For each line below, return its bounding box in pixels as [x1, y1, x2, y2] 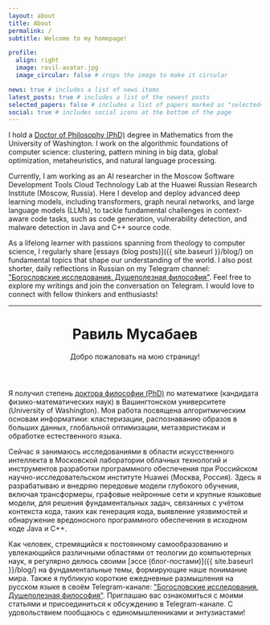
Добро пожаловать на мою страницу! [69, 352, 201, 362]
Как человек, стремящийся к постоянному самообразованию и [8, 540, 229, 549]
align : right [15, 56, 59, 64]
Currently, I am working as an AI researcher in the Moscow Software [8, 171, 235, 181]
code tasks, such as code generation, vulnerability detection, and [31, 214, 247, 224]
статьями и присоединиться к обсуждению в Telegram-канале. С [8, 599, 234, 609]
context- [214, 206, 243, 216]
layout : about [8, 11, 56, 20]
